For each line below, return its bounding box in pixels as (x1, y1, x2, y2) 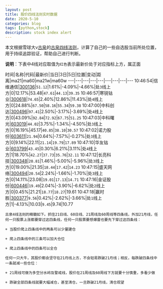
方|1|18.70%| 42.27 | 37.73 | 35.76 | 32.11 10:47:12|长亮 (5, 152, 107, 158)
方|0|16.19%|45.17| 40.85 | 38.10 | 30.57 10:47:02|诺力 (5, 127, 107, 133)
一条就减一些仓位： (5, 261, 39, 266)
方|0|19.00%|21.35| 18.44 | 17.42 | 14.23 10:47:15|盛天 (5, 164, 108, 170)
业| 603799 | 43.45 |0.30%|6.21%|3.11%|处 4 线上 (5, 146, 98, 151)
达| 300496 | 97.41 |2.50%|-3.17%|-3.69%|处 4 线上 (5, 109, 104, 114)
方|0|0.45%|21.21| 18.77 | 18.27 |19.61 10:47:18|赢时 (5, 189, 105, 195)
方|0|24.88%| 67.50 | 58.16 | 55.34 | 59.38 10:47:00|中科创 (5, 102, 115, 108)
